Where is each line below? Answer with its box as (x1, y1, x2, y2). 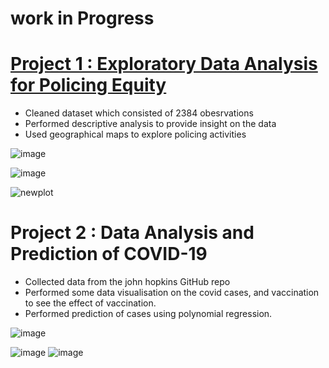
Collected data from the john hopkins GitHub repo (24, 276, 231, 288)
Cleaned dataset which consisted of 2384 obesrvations (24, 107, 254, 119)
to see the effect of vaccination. (24, 297, 157, 309)
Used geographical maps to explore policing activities (24, 128, 247, 141)
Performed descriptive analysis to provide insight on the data (24, 118, 277, 130)
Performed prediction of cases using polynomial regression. (24, 308, 273, 320)
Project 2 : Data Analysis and (10, 222, 255, 244)
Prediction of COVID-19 (10, 243, 208, 266)
